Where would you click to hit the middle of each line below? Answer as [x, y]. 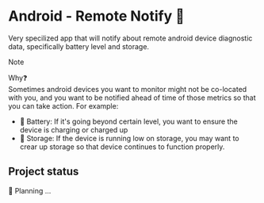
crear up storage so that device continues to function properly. [122, 147]
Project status [44, 172]
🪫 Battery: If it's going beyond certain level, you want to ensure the [128, 121]
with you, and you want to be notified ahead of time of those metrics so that [132, 98]
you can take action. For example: [63, 105]
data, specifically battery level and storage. [78, 46]
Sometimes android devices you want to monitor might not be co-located [128, 89]
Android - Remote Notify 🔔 [96, 16]
